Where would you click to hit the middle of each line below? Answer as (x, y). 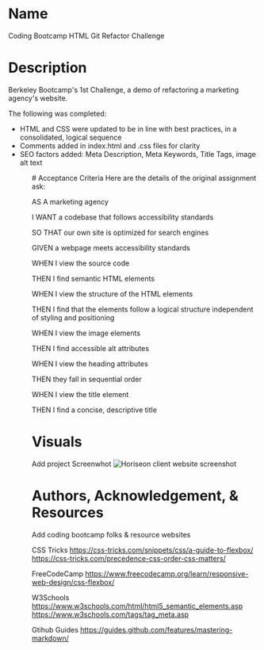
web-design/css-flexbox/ (73, 582)
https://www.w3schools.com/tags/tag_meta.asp (110, 614)
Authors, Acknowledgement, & (135, 495)
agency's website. (38, 98)
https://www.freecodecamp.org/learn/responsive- (167, 574)
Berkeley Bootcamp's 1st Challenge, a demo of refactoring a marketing (124, 90)
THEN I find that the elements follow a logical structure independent (142, 309)
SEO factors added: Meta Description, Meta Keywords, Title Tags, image (138, 154)
